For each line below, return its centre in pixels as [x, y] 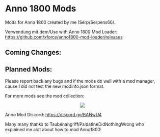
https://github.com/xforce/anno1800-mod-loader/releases [64, 37]
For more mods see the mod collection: [45, 96]
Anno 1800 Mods [40, 9]
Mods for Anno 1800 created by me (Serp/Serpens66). [60, 22]
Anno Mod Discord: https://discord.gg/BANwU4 [53, 115]
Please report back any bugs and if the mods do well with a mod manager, [80, 81]
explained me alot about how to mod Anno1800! [53, 130]
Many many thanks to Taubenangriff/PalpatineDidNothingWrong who [75, 124]
